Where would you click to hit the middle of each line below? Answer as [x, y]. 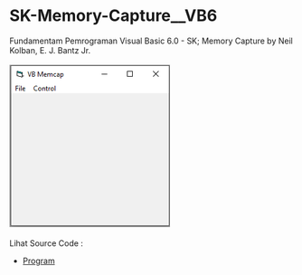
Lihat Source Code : [47, 243]
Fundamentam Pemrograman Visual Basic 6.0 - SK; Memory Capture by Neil [151, 41]
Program [39, 261]
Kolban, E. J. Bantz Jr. [50, 50]
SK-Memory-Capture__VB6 [113, 16]
